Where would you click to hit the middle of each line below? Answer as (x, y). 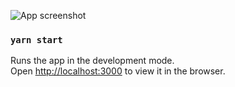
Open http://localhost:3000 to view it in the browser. (118, 71)
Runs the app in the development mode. (92, 61)
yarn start (36, 39)
